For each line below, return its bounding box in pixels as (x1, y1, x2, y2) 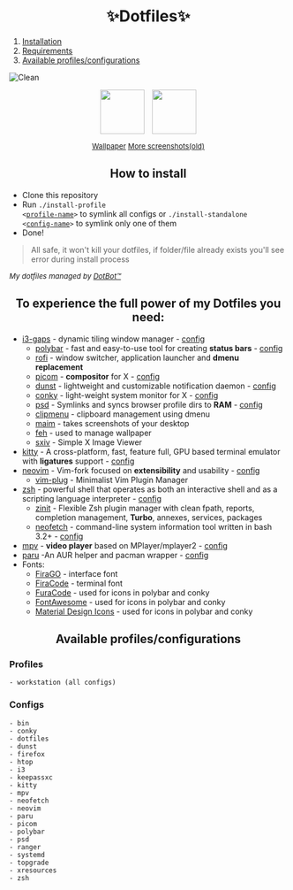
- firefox (9, 749, 46, 758)
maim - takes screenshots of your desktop (34, 418, 190, 428)
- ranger (9, 842, 41, 851)
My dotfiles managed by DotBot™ (9, 271, 122, 280)
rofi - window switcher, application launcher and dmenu (34, 352, 240, 363)
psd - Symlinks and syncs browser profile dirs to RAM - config (34, 399, 263, 410)
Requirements (21, 45, 73, 56)
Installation (21, 35, 63, 46)
